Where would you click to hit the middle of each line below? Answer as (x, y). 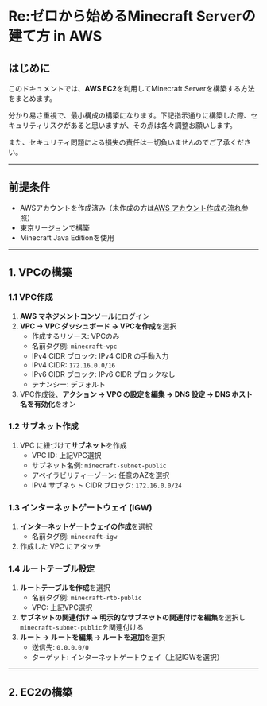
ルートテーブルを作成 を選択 (65, 588)
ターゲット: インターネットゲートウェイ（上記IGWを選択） (128, 658)
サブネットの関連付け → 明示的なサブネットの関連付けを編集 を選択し (133, 618)
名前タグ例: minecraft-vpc (74, 346)
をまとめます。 (33, 99)
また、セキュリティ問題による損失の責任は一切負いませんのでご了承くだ (126, 142)
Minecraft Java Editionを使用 (67, 237)
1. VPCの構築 (41, 272)
